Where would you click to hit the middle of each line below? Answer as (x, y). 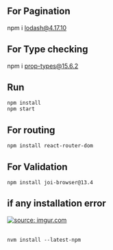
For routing (31, 130)
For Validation (37, 167)
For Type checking (48, 50)
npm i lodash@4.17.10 (37, 27)
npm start (21, 109)
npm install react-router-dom (50, 146)
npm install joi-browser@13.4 (50, 183)
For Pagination (39, 11)
